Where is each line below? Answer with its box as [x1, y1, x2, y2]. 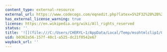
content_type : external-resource [5, 7, 75, 12]
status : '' [5, 26, 28, 31]
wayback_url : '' [5, 40, 39, 45]
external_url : [5, 12, 35, 17]
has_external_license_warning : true [5, 16, 81, 21]
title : [5, 30, 19, 35]
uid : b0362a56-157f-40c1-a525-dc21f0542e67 [5, 35, 97, 40]
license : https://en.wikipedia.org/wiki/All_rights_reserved [5, 21, 135, 26]
